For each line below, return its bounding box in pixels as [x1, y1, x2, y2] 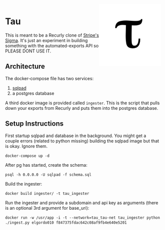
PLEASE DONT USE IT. [5, 48, 51, 54]
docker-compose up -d [5, 153, 50, 158]
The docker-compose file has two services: [5, 75, 94, 81]
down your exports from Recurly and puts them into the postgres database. [5, 105, 159, 111]
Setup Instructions [5, 120, 64, 128]
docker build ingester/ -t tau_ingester [5, 191, 90, 196]
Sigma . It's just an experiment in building [5, 37, 88, 43]
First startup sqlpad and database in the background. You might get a [5, 133, 147, 138]
